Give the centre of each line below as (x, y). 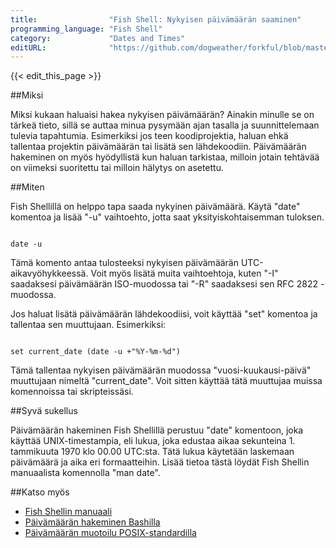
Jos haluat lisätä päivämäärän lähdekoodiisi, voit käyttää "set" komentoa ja (164, 314)
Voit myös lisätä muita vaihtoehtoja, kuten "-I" (184, 273)
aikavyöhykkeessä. (49, 273)
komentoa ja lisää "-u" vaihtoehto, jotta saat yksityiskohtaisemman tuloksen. (167, 217)
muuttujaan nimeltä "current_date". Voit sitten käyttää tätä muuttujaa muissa (166, 381)
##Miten (27, 187)
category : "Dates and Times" (98, 38)
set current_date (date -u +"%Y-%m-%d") (96, 352)
